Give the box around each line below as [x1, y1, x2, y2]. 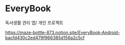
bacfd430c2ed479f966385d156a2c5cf [5, 35, 85, 41]
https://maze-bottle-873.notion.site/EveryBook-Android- [5, 29, 120, 35]
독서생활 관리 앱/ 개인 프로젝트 [5, 20, 64, 25]
